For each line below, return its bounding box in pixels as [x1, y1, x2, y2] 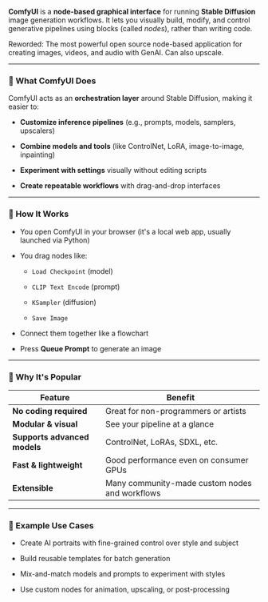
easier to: [8, 102, 40, 111]
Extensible [12, 482, 53, 493]
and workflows [104, 488, 161, 499]
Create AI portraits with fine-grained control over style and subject [19, 538, 239, 548]
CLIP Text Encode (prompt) [31, 282, 120, 291]
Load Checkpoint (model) [31, 266, 113, 275]
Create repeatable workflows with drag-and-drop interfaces [19, 181, 221, 191]
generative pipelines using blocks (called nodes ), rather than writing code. [8, 24, 253, 33]
